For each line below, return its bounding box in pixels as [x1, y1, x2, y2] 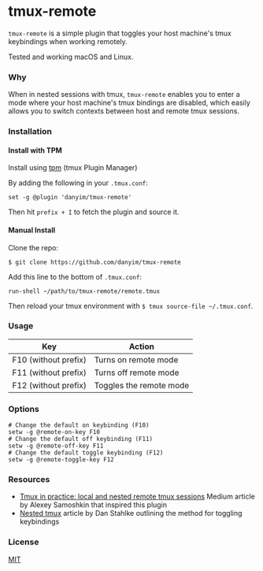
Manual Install [8, 225, 56, 235]
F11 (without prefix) [12, 367, 87, 378]
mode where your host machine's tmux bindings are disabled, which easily [8, 98, 250, 108]
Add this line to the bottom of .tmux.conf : [8, 272, 142, 281]
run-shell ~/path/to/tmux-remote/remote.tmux [8, 287, 160, 295]
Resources [8, 474, 50, 485]
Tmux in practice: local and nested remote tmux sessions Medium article [19, 491, 256, 502]
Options [8, 403, 39, 414]
